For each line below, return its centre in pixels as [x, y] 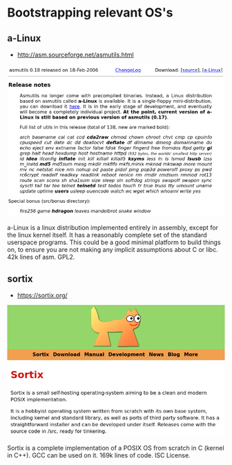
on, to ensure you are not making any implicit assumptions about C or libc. [113, 250]
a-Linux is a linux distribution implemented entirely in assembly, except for [113, 228]
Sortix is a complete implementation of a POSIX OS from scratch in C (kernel [116, 448]
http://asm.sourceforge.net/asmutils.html [75, 55]
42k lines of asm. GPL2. [41, 257]
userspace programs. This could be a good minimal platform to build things [114, 242]
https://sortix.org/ [42, 295]
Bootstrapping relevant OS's [90, 13]
